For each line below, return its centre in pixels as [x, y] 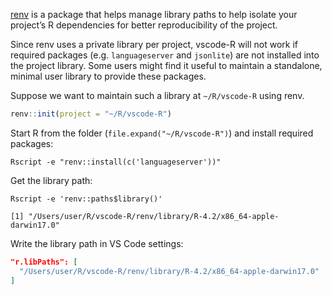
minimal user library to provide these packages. [108, 76]
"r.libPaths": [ [44, 262]
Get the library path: [51, 180]
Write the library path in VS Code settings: [97, 243]
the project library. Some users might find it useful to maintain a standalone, [166, 65]
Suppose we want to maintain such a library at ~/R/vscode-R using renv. [157, 95]
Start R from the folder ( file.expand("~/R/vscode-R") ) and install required [162, 133]
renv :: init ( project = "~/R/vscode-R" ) [91, 114]
